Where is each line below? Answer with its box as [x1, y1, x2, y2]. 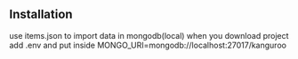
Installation [9, 7, 73, 22]
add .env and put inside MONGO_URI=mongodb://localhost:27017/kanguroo [9, 40, 287, 50]
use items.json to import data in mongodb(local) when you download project [9, 30, 289, 41]
